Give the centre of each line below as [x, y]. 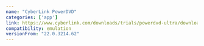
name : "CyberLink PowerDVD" [41, 12]
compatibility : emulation [38, 28]
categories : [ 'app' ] [32, 17]
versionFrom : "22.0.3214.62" [43, 34]
